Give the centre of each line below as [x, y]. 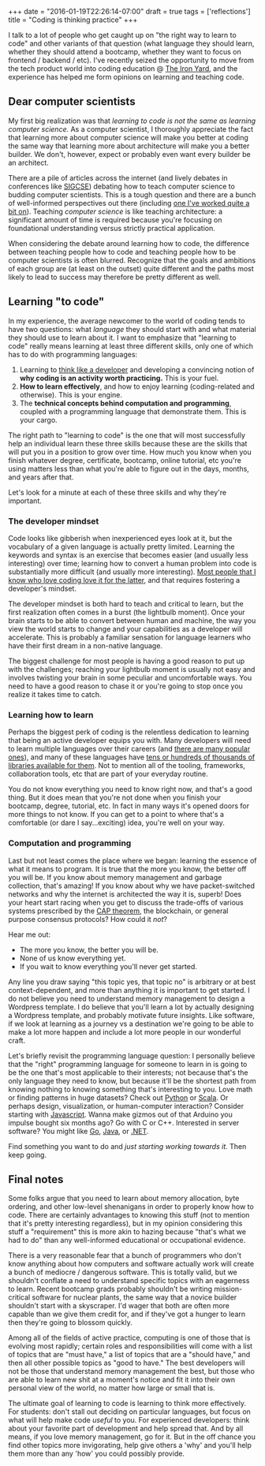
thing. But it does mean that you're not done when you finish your [115, 798]
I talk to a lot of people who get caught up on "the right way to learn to [122, 35]
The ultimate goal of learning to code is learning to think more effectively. [127, 1404]
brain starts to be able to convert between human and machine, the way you [132, 620]
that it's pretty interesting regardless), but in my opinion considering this [125, 1224]
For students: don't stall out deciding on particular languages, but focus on [129, 1412]
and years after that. [41, 477]
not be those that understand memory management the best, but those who [131, 1371]
